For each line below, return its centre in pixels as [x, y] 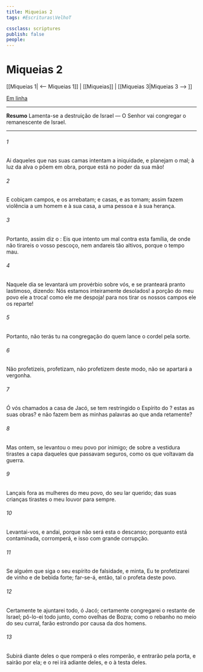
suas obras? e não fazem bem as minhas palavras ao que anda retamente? [99, 415]
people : [16, 40]
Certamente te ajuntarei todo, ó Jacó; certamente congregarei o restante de [101, 610]
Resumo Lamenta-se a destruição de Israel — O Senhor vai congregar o [96, 116]
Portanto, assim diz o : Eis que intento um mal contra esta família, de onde [98, 239]
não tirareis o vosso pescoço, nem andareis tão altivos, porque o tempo [95, 245]
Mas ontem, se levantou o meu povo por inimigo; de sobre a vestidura [93, 447]
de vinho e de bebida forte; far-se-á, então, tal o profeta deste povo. [92, 577]
